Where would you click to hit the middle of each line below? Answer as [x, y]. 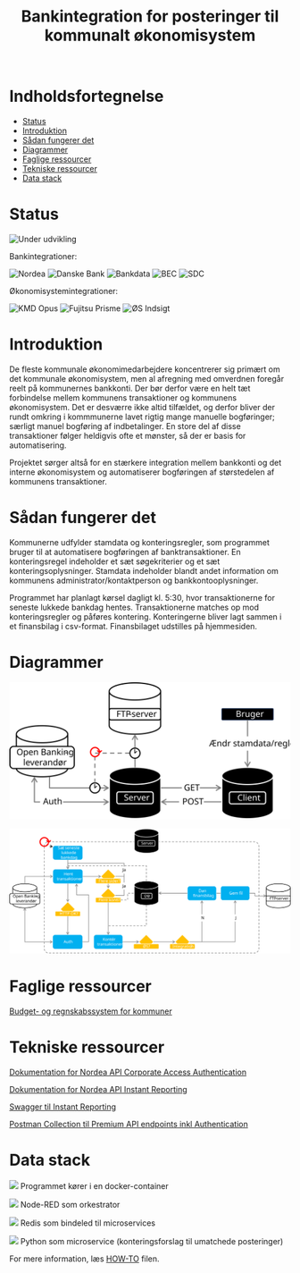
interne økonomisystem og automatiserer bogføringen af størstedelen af [142, 472]
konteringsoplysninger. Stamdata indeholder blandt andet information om [144, 570]
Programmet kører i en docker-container [95, 1185]
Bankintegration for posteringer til [150, 17]
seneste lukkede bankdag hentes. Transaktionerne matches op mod [134, 607]
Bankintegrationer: [43, 256]
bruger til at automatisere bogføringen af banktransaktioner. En [125, 552]
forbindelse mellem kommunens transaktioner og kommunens [123, 397]
